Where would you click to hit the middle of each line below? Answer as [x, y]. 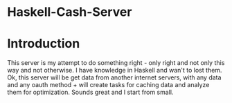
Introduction [44, 44]
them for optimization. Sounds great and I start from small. [90, 92]
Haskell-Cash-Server [70, 12]
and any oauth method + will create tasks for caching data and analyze [108, 85]
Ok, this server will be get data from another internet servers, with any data [114, 77]
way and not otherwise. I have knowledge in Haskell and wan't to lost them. [115, 71]
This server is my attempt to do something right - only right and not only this [116, 63]
